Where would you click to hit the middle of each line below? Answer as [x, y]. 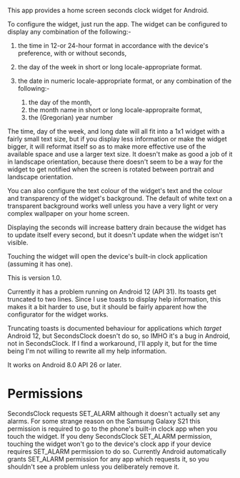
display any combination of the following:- [69, 32]
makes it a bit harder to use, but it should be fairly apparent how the [107, 307]
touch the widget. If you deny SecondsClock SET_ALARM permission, [110, 436]
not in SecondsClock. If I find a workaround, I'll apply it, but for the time [112, 343]
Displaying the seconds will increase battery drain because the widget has [117, 227]
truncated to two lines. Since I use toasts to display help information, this [114, 299]
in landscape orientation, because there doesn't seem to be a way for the [115, 161]
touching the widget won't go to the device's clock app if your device [109, 444]
